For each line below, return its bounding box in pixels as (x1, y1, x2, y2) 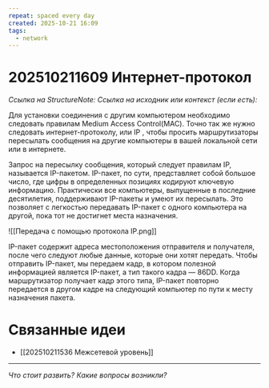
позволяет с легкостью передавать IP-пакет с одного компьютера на (8, 202, 247, 212)
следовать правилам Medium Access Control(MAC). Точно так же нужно (8, 119, 255, 129)
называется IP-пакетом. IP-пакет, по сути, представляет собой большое (8, 169, 256, 178)
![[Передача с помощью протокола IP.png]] (8, 226, 158, 236)
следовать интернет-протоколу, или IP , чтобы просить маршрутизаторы (8, 127, 259, 137)
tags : (8, 26, 26, 34)
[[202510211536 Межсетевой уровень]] (19, 347, 154, 357)
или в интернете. (8, 145, 66, 154)
